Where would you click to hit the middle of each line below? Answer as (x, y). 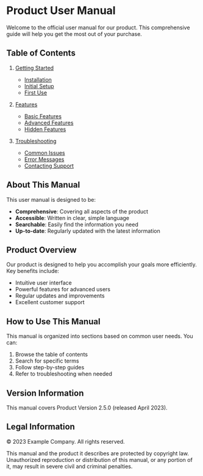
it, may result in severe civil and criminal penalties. (69, 466)
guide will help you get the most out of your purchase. (74, 34)
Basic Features (43, 116)
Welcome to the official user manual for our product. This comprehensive (98, 27)
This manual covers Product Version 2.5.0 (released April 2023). (87, 408)
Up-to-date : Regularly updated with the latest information (87, 231)
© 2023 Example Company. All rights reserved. (66, 441)
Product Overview (41, 250)
